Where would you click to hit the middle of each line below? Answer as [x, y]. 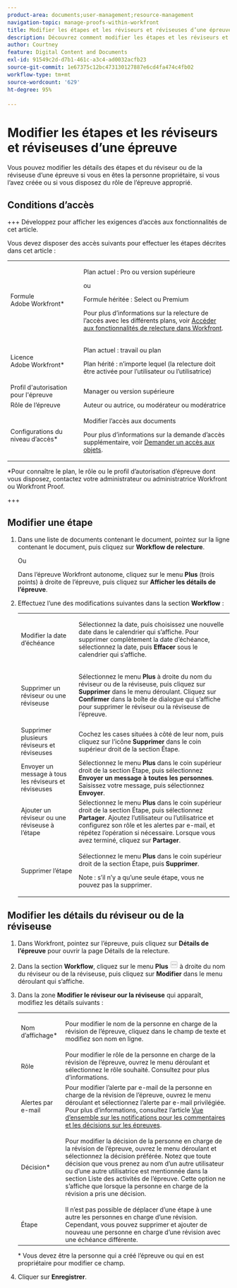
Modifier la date [44, 636]
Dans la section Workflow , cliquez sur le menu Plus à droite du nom [121, 967]
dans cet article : [32, 251]
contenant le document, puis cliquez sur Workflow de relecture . [111, 547]
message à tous [44, 774]
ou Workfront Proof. [36, 487]
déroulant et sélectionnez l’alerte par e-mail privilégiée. [145, 1102]
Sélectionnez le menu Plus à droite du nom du [145, 677]
